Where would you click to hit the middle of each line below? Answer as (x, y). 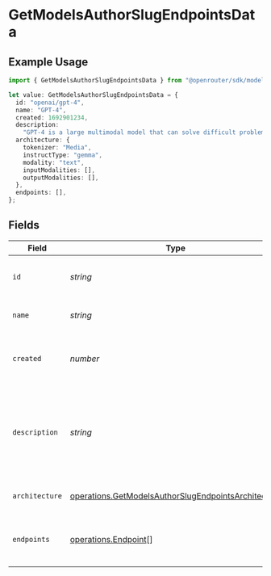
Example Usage (48, 62)
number (85, 359)
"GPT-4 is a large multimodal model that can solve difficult (129, 132)
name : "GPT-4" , (41, 110)
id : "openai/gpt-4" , (50, 103)
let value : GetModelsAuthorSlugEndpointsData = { (94, 95)
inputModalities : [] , (59, 170)
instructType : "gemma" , (63, 155)
